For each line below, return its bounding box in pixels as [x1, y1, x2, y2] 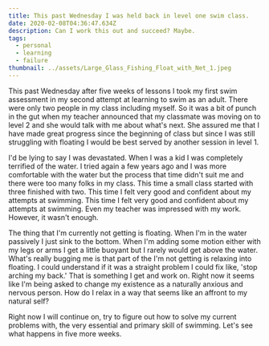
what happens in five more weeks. [8, 328, 122, 338]
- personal [15, 42, 52, 50]
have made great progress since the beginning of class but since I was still [8, 128, 255, 138]
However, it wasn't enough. [8, 212, 99, 222]
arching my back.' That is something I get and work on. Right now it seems [8, 271, 255, 280]
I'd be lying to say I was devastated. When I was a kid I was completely [8, 153, 243, 162]
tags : [8, 34, 26, 43]
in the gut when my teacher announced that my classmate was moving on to [8, 112, 261, 121]
